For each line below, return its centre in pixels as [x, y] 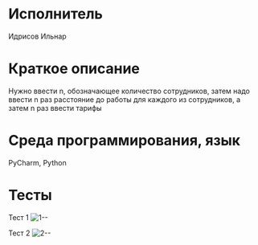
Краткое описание [74, 69]
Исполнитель [55, 14]
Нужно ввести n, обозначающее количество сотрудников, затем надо [129, 91]
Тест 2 [19, 233]
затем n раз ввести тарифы [55, 108]
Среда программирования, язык [125, 141]
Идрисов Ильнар [37, 36]
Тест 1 [19, 217]
